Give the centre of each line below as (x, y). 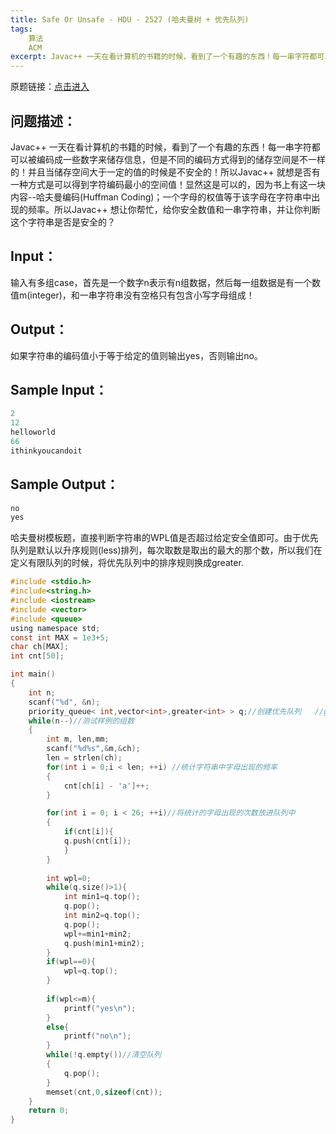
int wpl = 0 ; (69, 878)
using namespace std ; (55, 628)
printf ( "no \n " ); (97, 1036)
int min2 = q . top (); (102, 916)
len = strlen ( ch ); (84, 758)
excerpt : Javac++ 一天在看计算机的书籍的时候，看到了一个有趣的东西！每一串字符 (160, 57)
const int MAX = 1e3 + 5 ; (60, 637)
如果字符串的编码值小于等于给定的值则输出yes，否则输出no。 (136, 355)
